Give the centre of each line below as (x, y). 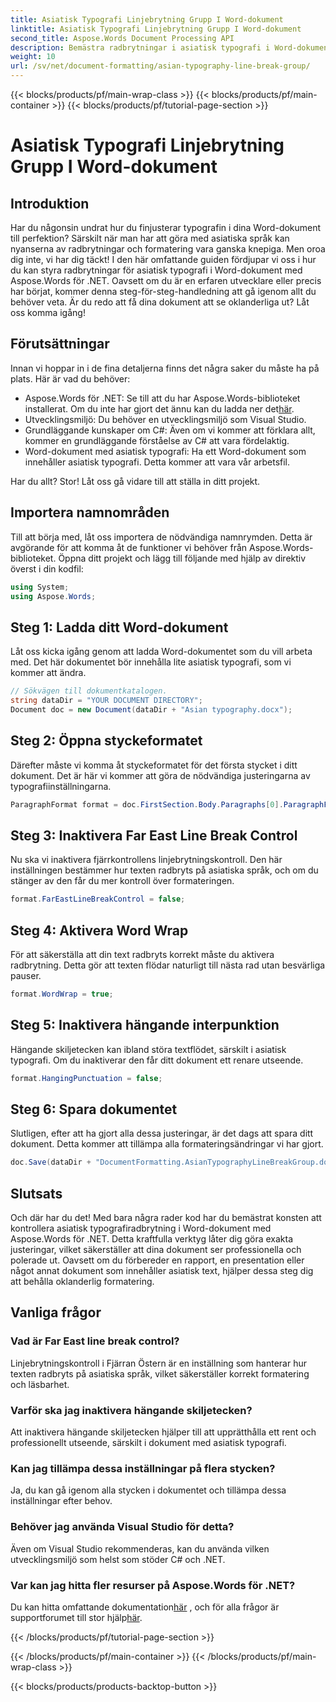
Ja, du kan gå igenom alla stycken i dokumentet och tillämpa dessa (148, 1490)
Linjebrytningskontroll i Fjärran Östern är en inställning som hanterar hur (159, 1363)
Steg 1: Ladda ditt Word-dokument (119, 627)
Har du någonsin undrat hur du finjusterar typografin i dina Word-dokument (166, 227)
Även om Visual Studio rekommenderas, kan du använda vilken (140, 1548)
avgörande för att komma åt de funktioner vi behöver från (129, 547)
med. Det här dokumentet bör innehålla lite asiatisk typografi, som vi (151, 662)
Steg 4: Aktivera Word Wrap (99, 930)
